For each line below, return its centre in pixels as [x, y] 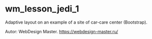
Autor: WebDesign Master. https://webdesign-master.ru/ [62, 31]
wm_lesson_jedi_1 [42, 9]
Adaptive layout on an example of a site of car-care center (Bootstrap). [76, 22]
